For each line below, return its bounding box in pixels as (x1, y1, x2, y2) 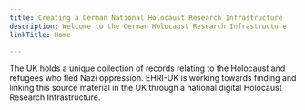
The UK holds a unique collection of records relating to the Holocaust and (9, 63, 286, 74)
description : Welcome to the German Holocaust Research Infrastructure (9, 22, 287, 31)
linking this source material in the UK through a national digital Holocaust (9, 83, 282, 94)
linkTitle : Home (9, 30, 71, 39)
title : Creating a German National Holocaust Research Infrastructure (9, 13, 283, 23)
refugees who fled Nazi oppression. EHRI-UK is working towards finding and (9, 73, 297, 84)
